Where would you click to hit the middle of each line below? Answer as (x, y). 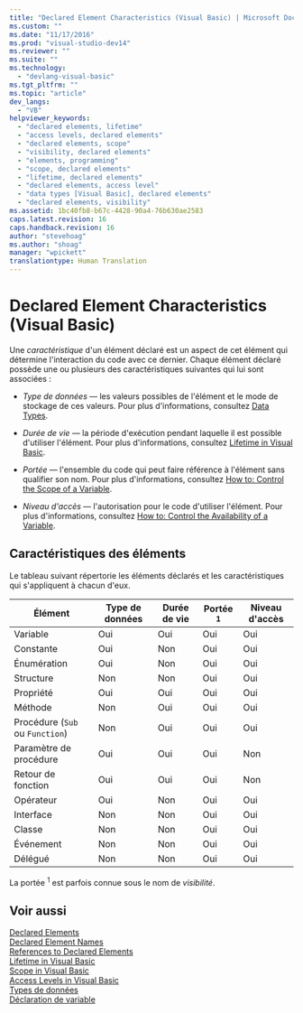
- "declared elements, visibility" (84, 203)
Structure (34, 678)
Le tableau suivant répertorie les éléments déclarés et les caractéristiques (147, 575)
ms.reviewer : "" (40, 51)
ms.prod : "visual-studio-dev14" (70, 43)
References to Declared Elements (71, 952)
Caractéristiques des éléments (98, 554)
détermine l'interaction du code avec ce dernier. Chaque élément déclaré (145, 359)
